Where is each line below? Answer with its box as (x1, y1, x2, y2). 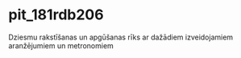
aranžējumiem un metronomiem (8, 40, 114, 50)
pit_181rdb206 (8, 6, 104, 24)
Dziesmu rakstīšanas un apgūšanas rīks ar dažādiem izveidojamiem (8, 32, 234, 42)
